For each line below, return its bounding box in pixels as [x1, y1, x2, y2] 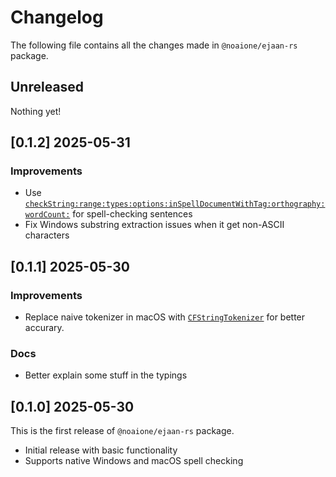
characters [24, 229, 70, 241]
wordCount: [24, 210, 71, 220]
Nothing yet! [10, 105, 62, 117]
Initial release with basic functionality [24, 444, 178, 456]
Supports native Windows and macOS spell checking [24, 455, 244, 467]
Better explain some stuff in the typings [24, 369, 188, 381]
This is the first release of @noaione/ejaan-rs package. [10, 425, 235, 437]
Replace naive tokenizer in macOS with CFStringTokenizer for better [24, 311, 306, 323]
